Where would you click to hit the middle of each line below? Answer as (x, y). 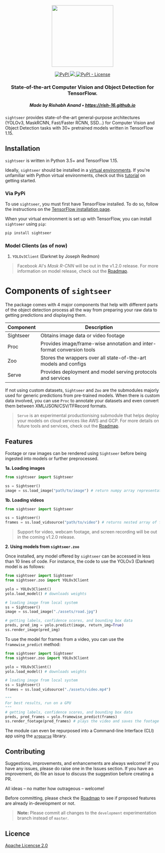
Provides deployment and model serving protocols (99, 372)
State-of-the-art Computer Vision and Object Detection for (82, 87)
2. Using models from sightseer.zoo (42, 547)
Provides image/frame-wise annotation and (91, 344)
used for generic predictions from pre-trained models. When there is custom (82, 395)
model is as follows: (25, 567)
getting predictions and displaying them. (46, 315)
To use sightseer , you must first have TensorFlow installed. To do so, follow (82, 204)
